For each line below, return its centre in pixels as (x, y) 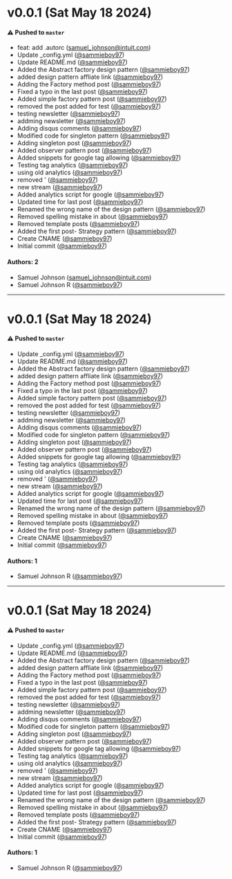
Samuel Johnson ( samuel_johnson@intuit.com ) (84, 277)
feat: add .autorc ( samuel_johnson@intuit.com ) (84, 48)
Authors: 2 (23, 261)
